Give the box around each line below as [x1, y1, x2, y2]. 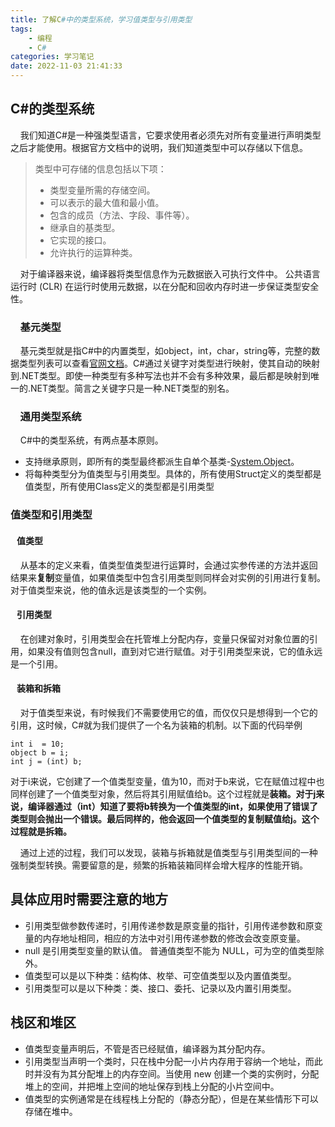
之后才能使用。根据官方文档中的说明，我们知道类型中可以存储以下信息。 [10, 141, 308, 153]
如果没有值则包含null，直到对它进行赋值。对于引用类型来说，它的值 [27, 645, 306, 657]
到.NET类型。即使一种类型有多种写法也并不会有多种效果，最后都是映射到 [10, 370, 312, 382]
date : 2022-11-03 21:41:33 [10, 61, 123, 71]
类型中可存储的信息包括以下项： [34, 162, 167, 175]
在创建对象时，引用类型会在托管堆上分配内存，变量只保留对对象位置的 [19, 632, 310, 645]
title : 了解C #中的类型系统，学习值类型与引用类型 [10, 14, 193, 25]
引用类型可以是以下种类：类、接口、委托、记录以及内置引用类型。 [24, 982, 297, 994]
